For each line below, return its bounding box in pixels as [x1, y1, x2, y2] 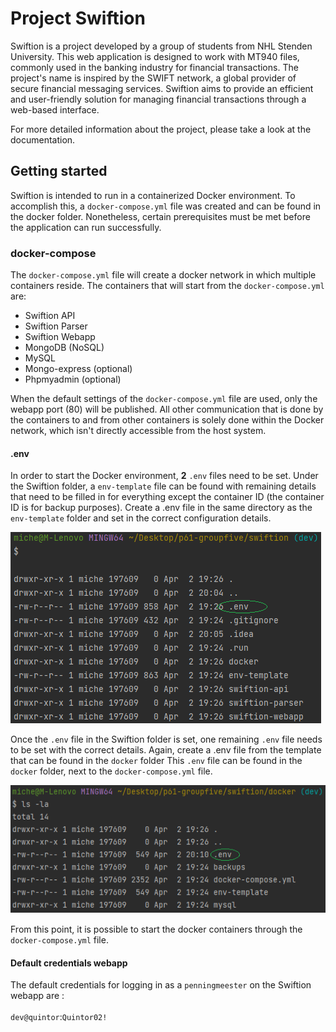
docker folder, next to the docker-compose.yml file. [10, 765, 213, 777]
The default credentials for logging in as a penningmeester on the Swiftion [10, 979, 312, 991]
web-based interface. [10, 103, 100, 116]
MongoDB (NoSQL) [24, 342, 105, 354]
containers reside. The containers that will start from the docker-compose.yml [10, 280, 325, 292]
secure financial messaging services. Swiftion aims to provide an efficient [10, 82, 314, 94]
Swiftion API [24, 310, 76, 322]
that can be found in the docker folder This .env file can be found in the [10, 755, 303, 767]
